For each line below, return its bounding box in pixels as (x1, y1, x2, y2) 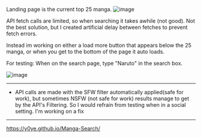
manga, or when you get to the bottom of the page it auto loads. (6, 48, 165, 55)
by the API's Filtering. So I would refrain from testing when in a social (14, 101, 186, 108)
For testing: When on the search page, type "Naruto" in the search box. (6, 60, 183, 67)
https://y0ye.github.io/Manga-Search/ (6, 125, 100, 132)
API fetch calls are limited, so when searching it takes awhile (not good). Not (6, 17, 195, 24)
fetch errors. (6, 30, 37, 37)
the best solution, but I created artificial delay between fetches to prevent (6, 24, 188, 31)
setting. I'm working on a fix (14, 108, 84, 115)
